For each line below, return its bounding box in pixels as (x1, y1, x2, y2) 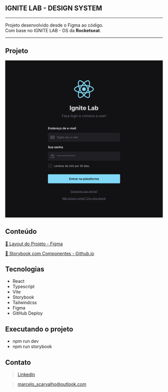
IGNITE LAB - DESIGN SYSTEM (5, 4, 102, 13)
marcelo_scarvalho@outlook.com (17, 381, 86, 387)
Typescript (12, 283, 35, 289)
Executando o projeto (5, 325, 73, 333)
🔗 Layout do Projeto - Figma (5, 241, 63, 247)
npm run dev (12, 338, 39, 344)
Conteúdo (5, 227, 37, 236)
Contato (5, 358, 31, 366)
